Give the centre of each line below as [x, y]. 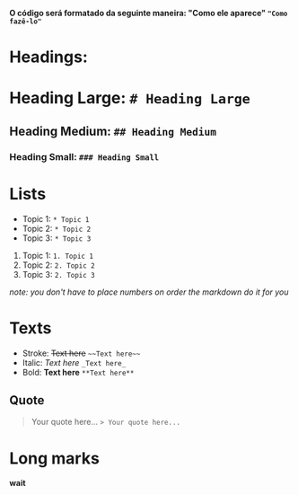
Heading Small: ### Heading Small [84, 156]
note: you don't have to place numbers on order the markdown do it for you [149, 292]
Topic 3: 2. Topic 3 [59, 274]
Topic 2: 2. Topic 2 [59, 265]
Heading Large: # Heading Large [130, 98]
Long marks [55, 458]
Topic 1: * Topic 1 [56, 218]
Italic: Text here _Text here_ [74, 362]
